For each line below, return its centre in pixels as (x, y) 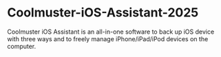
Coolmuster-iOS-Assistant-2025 (103, 13)
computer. (22, 46)
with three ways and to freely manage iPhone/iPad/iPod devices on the (108, 38)
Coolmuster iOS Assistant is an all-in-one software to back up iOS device (111, 32)
